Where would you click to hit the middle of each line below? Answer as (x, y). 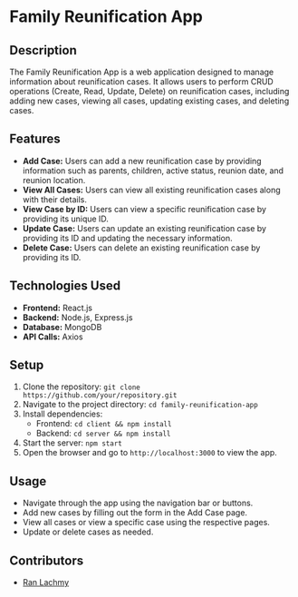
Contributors (47, 560)
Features (35, 139)
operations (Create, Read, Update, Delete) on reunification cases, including (149, 91)
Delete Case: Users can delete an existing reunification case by (141, 248)
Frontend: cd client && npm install (104, 424)
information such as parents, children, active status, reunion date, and (153, 171)
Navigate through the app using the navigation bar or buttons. (138, 503)
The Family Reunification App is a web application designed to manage (142, 72)
